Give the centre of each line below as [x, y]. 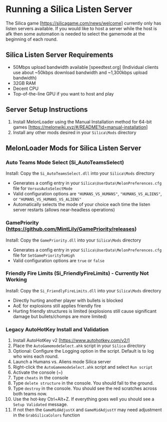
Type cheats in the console [40, 378]
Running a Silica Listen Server [69, 9]
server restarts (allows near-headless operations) [64, 210]
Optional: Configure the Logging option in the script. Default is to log [83, 351]
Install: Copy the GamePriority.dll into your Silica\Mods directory [73, 240]
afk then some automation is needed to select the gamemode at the [75, 34]
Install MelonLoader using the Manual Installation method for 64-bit [82, 122]
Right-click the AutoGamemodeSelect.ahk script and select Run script [83, 367]
